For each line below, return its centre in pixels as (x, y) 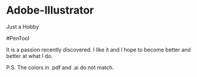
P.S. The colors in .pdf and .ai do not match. (60, 67)
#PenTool (18, 38)
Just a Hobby (23, 27)
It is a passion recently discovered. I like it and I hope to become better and (98, 49)
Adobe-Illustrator (50, 10)
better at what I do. (30, 56)
